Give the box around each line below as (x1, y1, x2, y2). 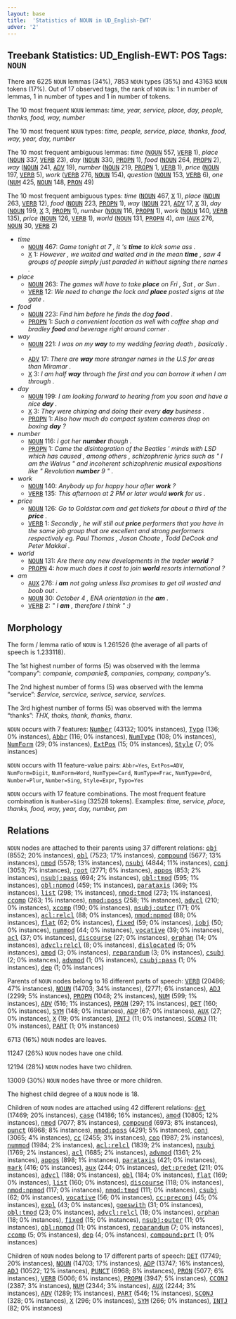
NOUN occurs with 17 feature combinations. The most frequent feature (7, 789, 206, 798)
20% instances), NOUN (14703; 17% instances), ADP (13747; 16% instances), (7, 1259, 225, 1267)
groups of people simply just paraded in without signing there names (27, 257, 228, 266)
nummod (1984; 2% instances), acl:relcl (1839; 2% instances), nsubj (7, 1140, 216, 1149)
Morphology (7, 622, 63, 634)
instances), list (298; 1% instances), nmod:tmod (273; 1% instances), (7, 888, 213, 897)
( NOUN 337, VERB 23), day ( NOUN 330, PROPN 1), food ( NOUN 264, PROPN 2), (7, 155, 221, 164)
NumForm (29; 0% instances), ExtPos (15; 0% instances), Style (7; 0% (7, 740, 214, 748)
